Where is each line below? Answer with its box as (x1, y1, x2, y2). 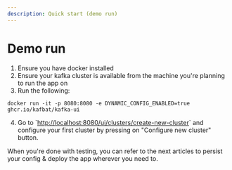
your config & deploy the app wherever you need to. (7, 154, 158, 162)
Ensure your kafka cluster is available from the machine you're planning (17, 71, 225, 79)
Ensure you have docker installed (17, 64, 114, 72)
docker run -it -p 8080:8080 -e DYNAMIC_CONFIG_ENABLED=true (7, 100, 191, 107)
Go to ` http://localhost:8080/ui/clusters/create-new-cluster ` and (17, 118, 204, 126)
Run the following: (17, 86, 70, 95)
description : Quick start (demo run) (7, 10, 118, 18)
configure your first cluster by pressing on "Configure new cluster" (17, 126, 212, 134)
